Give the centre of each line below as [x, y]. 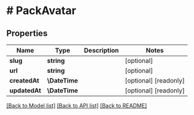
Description [101, 50]
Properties [27, 33]
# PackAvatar [41, 11]
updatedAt [25, 91]
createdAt [25, 80]
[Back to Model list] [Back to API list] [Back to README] [77, 106]
